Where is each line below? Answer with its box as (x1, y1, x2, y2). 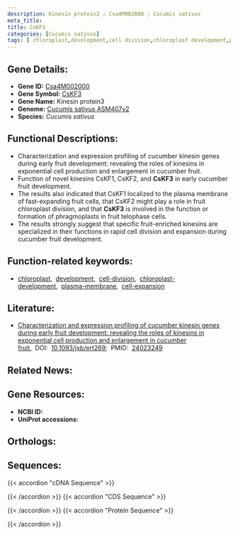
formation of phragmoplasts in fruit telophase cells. (17, 212, 168, 220)
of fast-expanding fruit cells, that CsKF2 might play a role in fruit (17, 197, 205, 205)
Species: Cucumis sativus (17, 112, 95, 121)
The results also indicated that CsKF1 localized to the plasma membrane (17, 189, 228, 198)
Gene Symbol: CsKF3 (17, 90, 82, 98)
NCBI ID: (17, 407, 44, 416)
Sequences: (7, 460, 62, 472)
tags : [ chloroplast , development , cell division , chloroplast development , (7, 37, 230, 44)
